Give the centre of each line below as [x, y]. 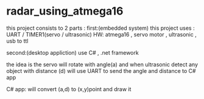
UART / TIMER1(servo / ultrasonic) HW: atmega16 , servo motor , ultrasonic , [101, 34]
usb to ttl [17, 41]
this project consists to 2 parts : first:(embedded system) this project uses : [100, 28]
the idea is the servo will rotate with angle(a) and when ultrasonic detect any [102, 64]
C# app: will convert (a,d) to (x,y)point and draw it [69, 89]
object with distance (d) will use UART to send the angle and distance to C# [101, 70]
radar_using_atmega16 [65, 11]
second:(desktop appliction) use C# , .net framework [72, 52]
